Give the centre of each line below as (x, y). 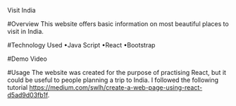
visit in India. (26, 31)
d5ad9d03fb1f (27, 95)
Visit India (22, 10)
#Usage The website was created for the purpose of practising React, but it (117, 72)
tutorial (18, 87)
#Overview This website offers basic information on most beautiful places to (118, 24)
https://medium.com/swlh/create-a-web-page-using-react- (116, 87)
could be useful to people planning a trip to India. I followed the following (113, 80)
